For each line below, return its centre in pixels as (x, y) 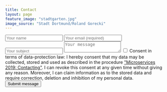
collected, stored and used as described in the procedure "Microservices (80, 62)
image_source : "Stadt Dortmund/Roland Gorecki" (56, 23)
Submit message (23, 84)
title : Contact (21, 10)
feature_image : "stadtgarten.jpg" (41, 19)
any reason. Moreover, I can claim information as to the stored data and (79, 73)
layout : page (19, 14)
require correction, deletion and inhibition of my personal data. (69, 78)
